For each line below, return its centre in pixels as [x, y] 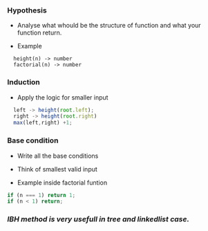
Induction [23, 82]
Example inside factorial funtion [62, 183]
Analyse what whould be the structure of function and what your [109, 26]
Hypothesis [27, 10]
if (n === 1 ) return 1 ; [41, 195]
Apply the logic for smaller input [63, 97]
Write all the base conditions [58, 156]
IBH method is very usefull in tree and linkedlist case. [98, 219]
